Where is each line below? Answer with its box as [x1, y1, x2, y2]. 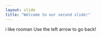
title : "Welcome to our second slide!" [5, 12, 91, 17]
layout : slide [5, 7, 36, 13]
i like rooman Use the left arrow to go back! [5, 26, 96, 32]
